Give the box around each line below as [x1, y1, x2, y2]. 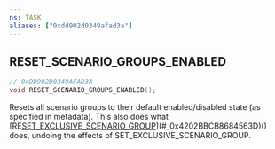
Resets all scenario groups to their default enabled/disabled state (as [9, 102, 261, 113]
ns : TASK [9, 12, 42, 22]
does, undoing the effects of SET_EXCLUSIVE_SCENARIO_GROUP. [9, 130, 251, 141]
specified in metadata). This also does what [9, 112, 169, 122]
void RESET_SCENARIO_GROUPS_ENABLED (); [9, 86, 157, 95]
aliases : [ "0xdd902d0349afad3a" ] [9, 21, 133, 30]
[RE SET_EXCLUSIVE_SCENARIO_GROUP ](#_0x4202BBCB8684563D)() [9, 121, 268, 131]
